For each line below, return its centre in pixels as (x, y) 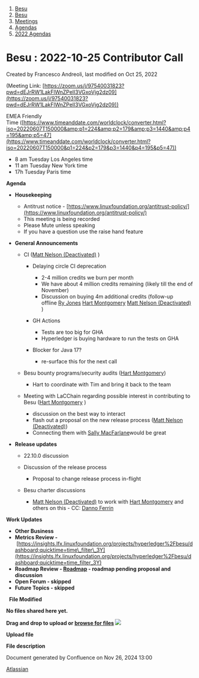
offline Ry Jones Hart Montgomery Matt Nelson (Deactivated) (116, 303)
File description (26, 646)
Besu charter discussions (54, 490)
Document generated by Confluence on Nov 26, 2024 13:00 (79, 657)
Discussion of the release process (65, 467)
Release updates (36, 444)
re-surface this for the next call (79, 361)
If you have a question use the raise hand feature (83, 232)
